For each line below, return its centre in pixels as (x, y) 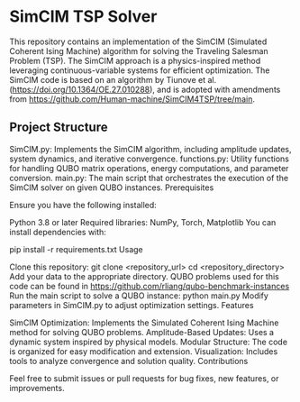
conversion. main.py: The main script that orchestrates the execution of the (149, 178)
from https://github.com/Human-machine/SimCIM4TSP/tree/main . (132, 99)
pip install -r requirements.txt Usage (77, 249)
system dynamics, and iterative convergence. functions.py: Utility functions (150, 159)
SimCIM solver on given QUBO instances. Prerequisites (112, 187)
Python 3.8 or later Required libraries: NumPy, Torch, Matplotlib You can (143, 222)
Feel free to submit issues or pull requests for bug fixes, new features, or (144, 378)
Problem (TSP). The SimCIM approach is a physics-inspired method (135, 60)
